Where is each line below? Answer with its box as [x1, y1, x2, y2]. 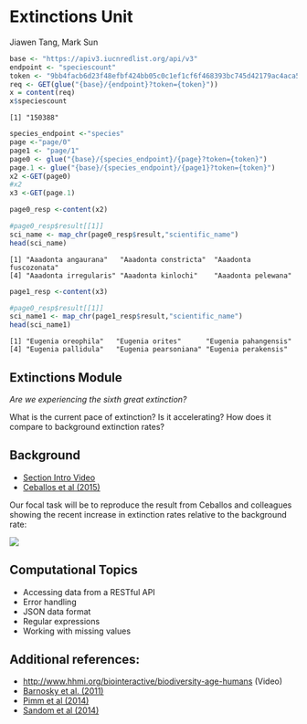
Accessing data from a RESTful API [22, 586, 155, 597]
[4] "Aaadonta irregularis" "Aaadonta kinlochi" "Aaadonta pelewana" [9, 271, 292, 280]
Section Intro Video [22, 472, 96, 483]
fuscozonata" [9, 263, 59, 272]
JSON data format [22, 605, 91, 617]
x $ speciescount [9, 97, 68, 106]
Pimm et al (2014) [22, 696, 90, 707]
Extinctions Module [9, 370, 123, 385]
